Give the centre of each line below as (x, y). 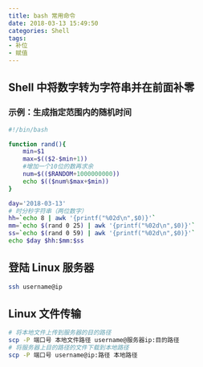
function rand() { (37, 144)
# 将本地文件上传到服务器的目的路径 (60, 333)
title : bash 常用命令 (42, 16)
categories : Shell (39, 31)
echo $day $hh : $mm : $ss (46, 241)
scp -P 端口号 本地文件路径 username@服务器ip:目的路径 (94, 340)
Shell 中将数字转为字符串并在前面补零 (101, 88)
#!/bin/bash (28, 129)
